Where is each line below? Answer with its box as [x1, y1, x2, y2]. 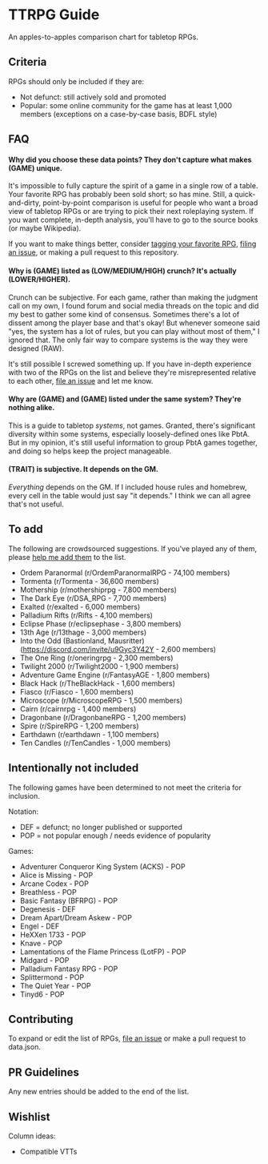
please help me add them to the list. [8, 552, 126, 562]
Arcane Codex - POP [19, 879, 90, 888]
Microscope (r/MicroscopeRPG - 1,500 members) [19, 695, 182, 705]
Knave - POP [19, 938, 62, 948]
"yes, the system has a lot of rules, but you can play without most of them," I [8, 326, 260, 336]
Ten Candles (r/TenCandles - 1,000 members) [19, 738, 171, 747]
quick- [234, 190, 256, 199]
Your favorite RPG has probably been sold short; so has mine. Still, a [8, 190, 234, 199]
